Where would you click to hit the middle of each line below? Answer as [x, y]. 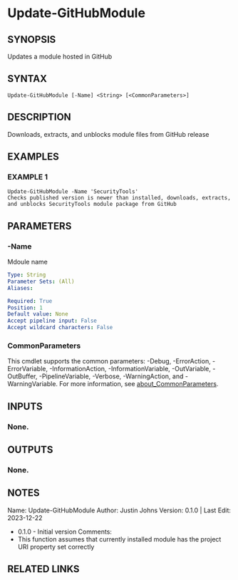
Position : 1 [25, 308]
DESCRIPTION [39, 117]
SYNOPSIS [32, 40]
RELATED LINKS [43, 569]
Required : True [30, 301]
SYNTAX [27, 79]
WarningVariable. [33, 384]
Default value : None [38, 314]
